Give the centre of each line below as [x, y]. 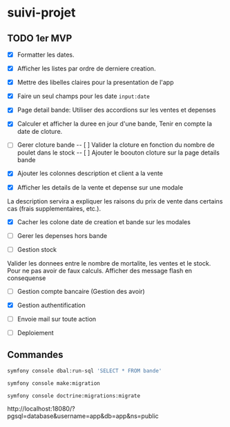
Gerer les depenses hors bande [62, 235]
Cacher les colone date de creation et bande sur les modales [104, 221]
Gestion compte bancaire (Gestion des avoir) [81, 291]
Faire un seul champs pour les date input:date [83, 96]
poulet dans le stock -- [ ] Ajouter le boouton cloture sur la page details [118, 152]
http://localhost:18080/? [41, 409]
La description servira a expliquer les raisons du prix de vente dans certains [115, 201]
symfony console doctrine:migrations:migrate [74, 396]
